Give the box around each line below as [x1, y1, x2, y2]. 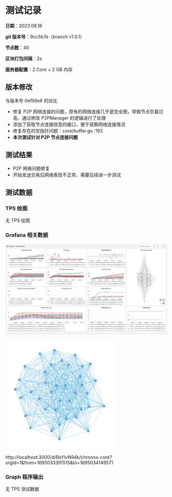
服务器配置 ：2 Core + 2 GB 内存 [5, 66, 73, 72]
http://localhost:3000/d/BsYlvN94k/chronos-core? [5, 454, 112, 460]
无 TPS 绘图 [5, 217, 30, 224]
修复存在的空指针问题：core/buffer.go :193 [12, 127, 103, 134]
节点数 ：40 [5, 44, 29, 50]
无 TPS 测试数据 [5, 486, 40, 492]
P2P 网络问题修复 [12, 165, 50, 171]
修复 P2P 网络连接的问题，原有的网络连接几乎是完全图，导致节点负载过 [12, 108, 164, 115]
